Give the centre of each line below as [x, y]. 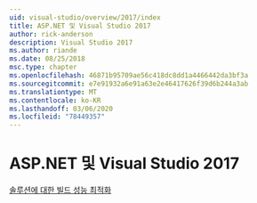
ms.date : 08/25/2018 [48, 59]
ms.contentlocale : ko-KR [55, 100]
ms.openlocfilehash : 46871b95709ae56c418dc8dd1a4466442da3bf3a [129, 76]
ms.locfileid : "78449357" [57, 117]
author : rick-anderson [51, 34]
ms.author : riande [43, 51]
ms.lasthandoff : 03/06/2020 [61, 109]
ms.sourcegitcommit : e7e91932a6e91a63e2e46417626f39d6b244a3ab [129, 84]
